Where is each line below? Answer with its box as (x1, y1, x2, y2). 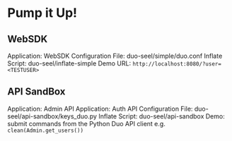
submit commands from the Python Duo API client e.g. (7, 119, 166, 128)
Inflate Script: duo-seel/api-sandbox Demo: (98, 111, 225, 121)
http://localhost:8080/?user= (132, 61, 221, 68)
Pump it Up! (7, 5, 78, 21)
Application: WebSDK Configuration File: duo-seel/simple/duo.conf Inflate (7, 51, 223, 60)
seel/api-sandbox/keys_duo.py (7, 111, 98, 121)
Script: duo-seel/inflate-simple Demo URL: (7, 59, 132, 68)
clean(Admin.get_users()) (7, 127, 83, 134)
